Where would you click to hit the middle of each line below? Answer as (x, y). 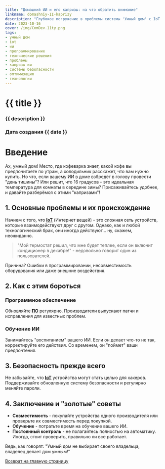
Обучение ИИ (22, 329)
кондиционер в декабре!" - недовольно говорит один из (77, 250)
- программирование (25, 51)
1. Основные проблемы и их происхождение (78, 208)
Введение (26, 152)
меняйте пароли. (23, 388)
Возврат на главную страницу (37, 461)
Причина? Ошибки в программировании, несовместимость (68, 265)
